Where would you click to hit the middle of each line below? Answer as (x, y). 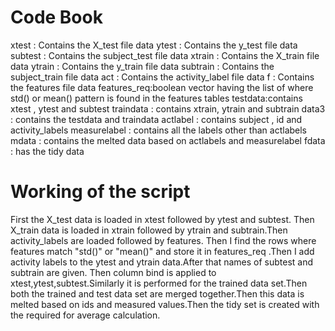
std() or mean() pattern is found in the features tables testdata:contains (156, 98)
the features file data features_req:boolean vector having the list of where (162, 87)
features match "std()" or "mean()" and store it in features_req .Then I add (162, 251)
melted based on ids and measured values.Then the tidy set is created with (165, 304)
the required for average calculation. (85, 315)
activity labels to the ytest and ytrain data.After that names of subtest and (162, 262)
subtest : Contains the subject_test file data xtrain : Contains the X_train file (165, 55)
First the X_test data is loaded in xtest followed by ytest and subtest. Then (162, 219)
